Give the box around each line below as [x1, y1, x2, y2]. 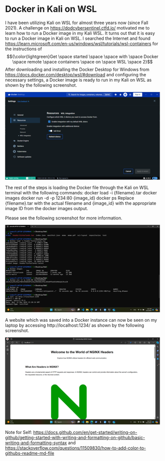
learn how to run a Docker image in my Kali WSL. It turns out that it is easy [5, 30, 155, 36]
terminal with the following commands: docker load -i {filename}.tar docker [5, 190, 157, 196]
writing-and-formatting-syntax [5, 440, 67, 446]
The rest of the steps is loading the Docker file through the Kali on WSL [5, 184, 149, 190]
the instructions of [5, 46, 42, 52]
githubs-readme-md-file [5, 450, 55, 456]
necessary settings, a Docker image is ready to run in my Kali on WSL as [5, 77, 152, 83]
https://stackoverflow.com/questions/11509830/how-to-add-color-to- [5, 445, 146, 451]
